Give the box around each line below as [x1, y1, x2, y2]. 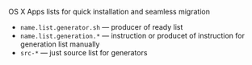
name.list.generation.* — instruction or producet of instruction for [19, 31, 245, 40]
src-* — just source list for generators [19, 48, 148, 57]
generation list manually [19, 39, 100, 49]
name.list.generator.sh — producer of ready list [19, 22, 183, 31]
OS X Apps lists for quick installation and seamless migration [8, 7, 210, 16]
